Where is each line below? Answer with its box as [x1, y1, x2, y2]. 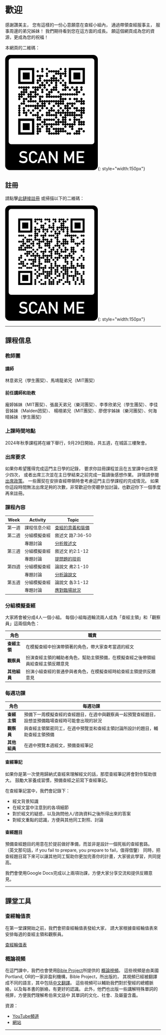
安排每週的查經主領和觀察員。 [5, 931, 66, 937]
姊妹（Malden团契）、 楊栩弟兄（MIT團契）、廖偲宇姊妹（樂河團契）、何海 [9, 408, 157, 414]
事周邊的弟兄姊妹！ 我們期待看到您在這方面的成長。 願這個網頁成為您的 [5, 28, 151, 34]
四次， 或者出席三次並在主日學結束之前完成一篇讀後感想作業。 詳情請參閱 [9, 472, 159, 478]
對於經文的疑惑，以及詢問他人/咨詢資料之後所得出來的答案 [12, 810, 131, 816]
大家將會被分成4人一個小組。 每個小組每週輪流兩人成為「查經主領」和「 [5, 614, 152, 620]
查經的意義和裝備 [55, 525, 90, 531]
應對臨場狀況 [55, 587, 81, 593]
